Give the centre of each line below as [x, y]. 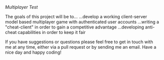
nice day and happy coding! [33, 52]
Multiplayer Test [21, 7]
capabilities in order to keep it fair [52, 32]
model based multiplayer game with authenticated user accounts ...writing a [82, 22]
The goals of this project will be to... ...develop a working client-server [76, 16]
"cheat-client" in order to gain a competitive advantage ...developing [75, 27]
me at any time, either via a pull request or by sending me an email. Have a [81, 47]
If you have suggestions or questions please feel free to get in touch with [79, 42]
